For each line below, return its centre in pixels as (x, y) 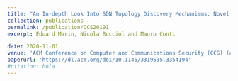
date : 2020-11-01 (33, 47)
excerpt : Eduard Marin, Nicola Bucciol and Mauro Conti (91, 34)
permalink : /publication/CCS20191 (58, 27)
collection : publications (45, 21)
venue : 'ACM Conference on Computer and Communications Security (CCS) (115, 53)
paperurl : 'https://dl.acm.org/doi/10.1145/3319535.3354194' (100, 60)
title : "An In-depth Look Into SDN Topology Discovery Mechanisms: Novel (119, 14)
